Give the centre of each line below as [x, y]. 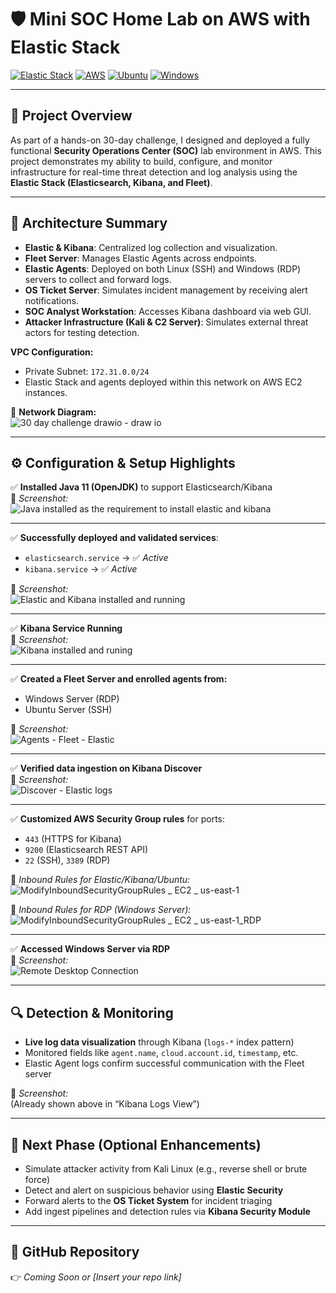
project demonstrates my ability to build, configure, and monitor [141, 161]
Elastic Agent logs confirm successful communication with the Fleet [164, 1063]
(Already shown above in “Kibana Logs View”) [105, 1104]
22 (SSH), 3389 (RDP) [67, 860]
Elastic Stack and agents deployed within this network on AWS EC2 [163, 382]
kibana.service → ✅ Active [81, 569]
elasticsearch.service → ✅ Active [96, 558]
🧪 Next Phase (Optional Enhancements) [136, 1144]
